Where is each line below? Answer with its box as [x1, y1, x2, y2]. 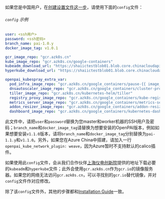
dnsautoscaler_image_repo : [9, 86, 65, 91]
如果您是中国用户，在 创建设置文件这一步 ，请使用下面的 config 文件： [5, 4, 143, 10]
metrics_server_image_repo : [9, 100, 67, 105]
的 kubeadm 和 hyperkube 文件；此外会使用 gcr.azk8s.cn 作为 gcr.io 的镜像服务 [5, 166, 153, 172]
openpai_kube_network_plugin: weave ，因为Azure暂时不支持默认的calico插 [5, 143, 156, 149]
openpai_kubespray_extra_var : [5, 77, 67, 82]
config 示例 [5, 16, 28, 22]
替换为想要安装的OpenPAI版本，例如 [82, 125, 156, 131]
